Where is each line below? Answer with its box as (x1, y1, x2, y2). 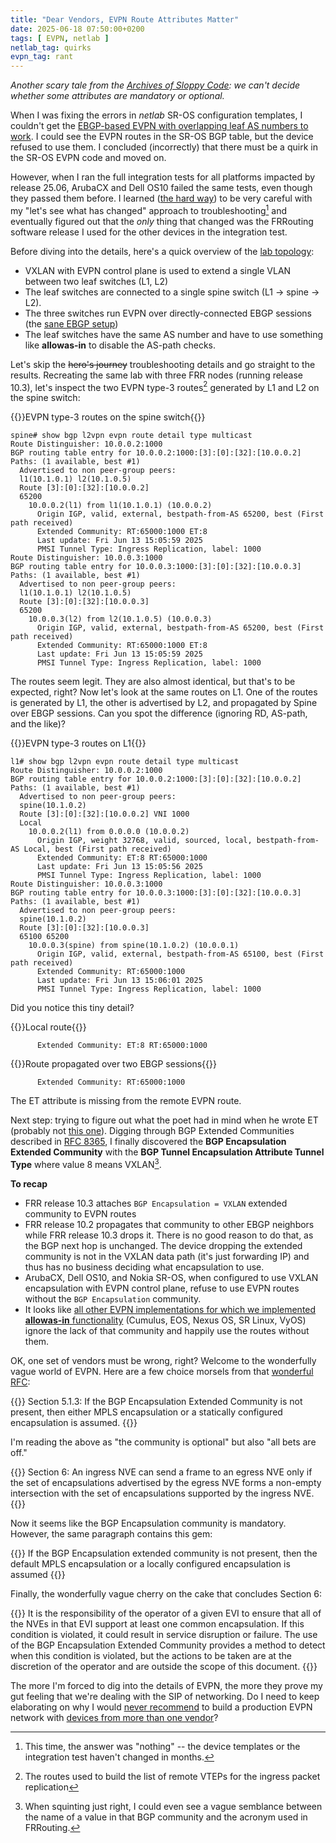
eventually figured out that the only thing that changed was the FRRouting (10, 215, 314, 227)
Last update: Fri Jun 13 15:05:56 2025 (36, 862, 203, 872)
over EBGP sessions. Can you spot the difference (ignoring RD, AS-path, (10, 707, 308, 720)
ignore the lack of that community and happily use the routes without (24, 1325, 310, 1337)
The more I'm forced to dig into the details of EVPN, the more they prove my (10, 1680, 323, 1692)
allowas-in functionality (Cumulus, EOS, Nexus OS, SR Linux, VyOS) (24, 1314, 307, 1326)
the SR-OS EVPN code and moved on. (10, 152, 167, 164)
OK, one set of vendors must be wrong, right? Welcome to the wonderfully (10, 1355, 317, 1367)
